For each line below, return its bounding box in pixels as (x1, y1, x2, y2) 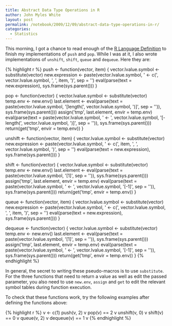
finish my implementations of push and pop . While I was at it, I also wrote (5, 51, 158, 57)
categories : (5, 27, 31, 32)
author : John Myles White (5, 12, 61, 17)
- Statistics (10, 31, 38, 36)
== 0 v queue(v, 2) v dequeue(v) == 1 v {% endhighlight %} (5, 315, 131, 321)
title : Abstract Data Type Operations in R (5, 7, 100, 13)
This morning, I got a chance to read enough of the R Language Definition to (5, 46, 167, 51)
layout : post (5, 17, 33, 22)
